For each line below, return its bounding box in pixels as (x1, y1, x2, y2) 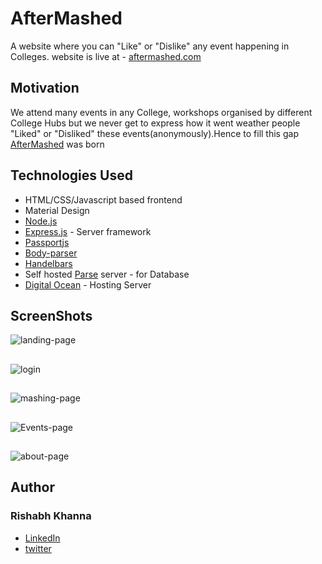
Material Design (24, 204, 90, 216)
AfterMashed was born (10, 138, 105, 150)
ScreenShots (10, 307, 93, 324)
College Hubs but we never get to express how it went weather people (10, 117, 301, 129)
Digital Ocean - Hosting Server (24, 278, 152, 291)
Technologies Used (10, 167, 133, 184)
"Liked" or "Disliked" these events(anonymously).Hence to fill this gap (10, 127, 299, 139)
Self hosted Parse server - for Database (24, 268, 190, 280)
